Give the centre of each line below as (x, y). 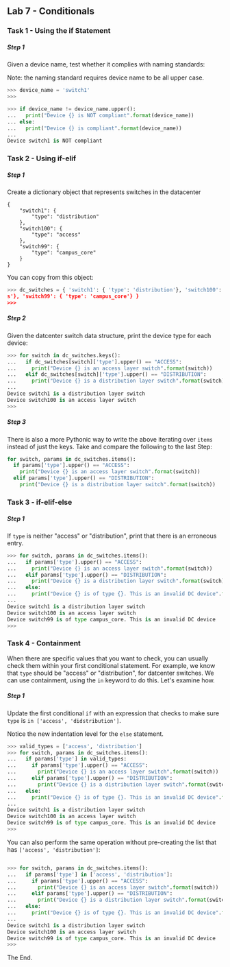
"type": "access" (56, 235)
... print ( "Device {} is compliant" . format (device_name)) (95, 128)
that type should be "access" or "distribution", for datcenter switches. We (111, 673)
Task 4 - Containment (44, 643)
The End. (20, 958)
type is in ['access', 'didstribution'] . (64, 720)
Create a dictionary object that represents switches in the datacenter (104, 192)
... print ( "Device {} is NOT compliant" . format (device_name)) (101, 115)
